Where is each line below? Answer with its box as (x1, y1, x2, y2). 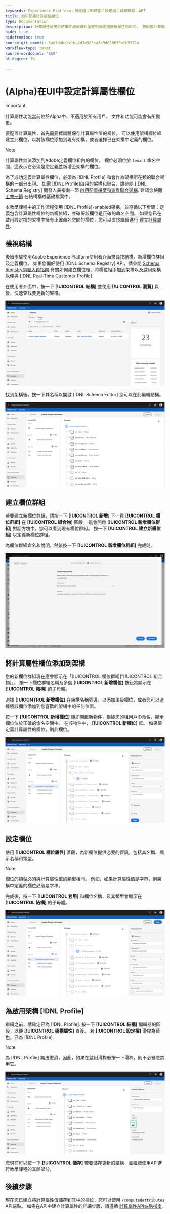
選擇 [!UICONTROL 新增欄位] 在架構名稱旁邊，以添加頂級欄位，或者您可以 (5, 697, 160, 703)
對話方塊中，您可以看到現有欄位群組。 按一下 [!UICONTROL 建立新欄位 (12, 525, 161, 532)
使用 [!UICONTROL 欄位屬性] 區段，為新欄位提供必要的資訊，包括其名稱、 (5, 849, 160, 855)
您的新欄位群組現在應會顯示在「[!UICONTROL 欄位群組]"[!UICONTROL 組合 (5, 673, 163, 679)
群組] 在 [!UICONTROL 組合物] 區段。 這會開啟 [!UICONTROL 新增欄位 (9, 519, 156, 525)
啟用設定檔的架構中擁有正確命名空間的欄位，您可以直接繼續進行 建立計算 (5, 217, 157, 223)
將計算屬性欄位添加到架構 (5, 659, 85, 668)
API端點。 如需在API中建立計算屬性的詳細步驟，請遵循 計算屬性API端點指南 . (5, 1203, 163, 1209)
